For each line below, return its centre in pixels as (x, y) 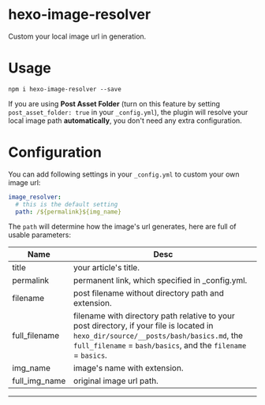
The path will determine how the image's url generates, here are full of (122, 227)
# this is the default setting (67, 204)
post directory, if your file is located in (144, 326)
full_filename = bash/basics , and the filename (160, 346)
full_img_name (39, 381)
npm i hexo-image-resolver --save (65, 89)
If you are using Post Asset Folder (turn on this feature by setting (114, 103)
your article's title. (107, 268)
